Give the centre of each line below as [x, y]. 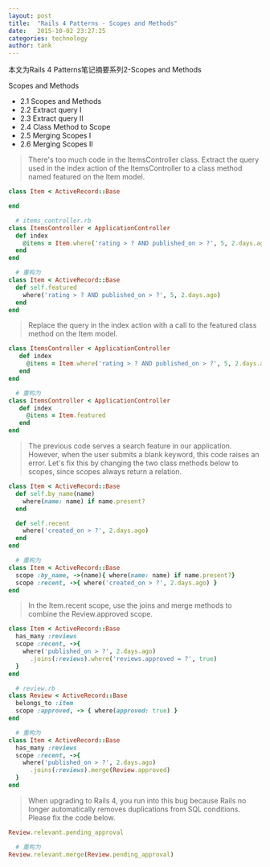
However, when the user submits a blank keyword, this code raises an [143, 454]
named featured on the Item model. [86, 177]
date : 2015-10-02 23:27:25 [57, 31]
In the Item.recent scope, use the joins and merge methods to [130, 605]
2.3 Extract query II [51, 118]
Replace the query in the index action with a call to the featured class [142, 325]
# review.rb [36, 688]
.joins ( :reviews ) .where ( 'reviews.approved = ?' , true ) [123, 659]
